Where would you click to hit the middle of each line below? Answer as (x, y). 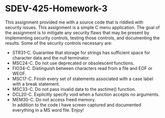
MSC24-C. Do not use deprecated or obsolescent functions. (73, 63)
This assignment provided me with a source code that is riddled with (74, 22)
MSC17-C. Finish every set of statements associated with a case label (83, 79)
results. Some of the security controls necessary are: (59, 43)
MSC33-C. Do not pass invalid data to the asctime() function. (74, 89)
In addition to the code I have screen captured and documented (77, 105)
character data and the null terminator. (51, 58)
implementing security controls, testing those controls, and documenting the (82, 38)
